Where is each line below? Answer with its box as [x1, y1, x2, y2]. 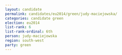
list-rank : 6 [5, 25, 31, 30]
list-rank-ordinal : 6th [5, 29, 53, 34]
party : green [5, 43, 31, 47]
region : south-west [5, 38, 44, 43]
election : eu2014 [5, 20, 40, 25]
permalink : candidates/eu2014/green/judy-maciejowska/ [5, 11, 118, 16]
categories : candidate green [5, 16, 64, 21]
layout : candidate [5, 7, 42, 12]
